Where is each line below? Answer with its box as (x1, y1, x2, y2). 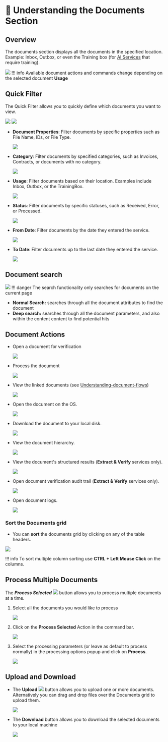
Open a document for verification (12, 344, 81, 350)
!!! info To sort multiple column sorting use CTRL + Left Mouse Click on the (5, 555, 161, 561)
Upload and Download (5, 672, 76, 681)
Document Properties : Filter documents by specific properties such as (12, 129, 160, 135)
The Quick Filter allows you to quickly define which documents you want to (5, 103, 161, 109)
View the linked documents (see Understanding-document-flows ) (12, 382, 149, 388)
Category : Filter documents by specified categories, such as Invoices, (12, 153, 158, 159)
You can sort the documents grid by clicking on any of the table (12, 531, 145, 537)
